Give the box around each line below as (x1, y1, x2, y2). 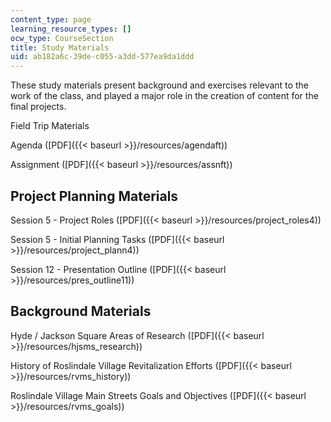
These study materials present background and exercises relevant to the (10, 79, 309, 91)
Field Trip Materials (10, 120, 90, 132)
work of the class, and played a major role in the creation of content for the (10, 90, 319, 102)
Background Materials (10, 303, 152, 320)
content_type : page (10, 14, 92, 25)
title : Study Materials (10, 42, 110, 53)
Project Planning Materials (10, 187, 179, 205)
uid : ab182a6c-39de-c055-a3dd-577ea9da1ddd (10, 52, 195, 62)
